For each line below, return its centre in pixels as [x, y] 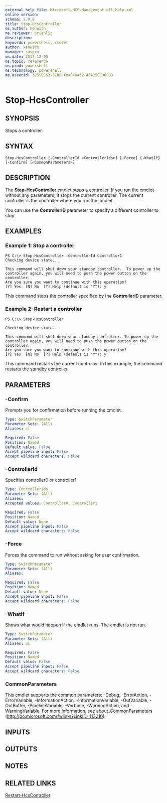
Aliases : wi [18, 643]
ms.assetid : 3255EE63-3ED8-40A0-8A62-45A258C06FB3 [59, 75]
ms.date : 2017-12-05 [27, 56]
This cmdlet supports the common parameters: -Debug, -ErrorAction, [77, 695]
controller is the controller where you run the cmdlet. [60, 200]
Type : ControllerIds [27, 489]
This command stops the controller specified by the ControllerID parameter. [84, 296]
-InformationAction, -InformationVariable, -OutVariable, [92, 700]
